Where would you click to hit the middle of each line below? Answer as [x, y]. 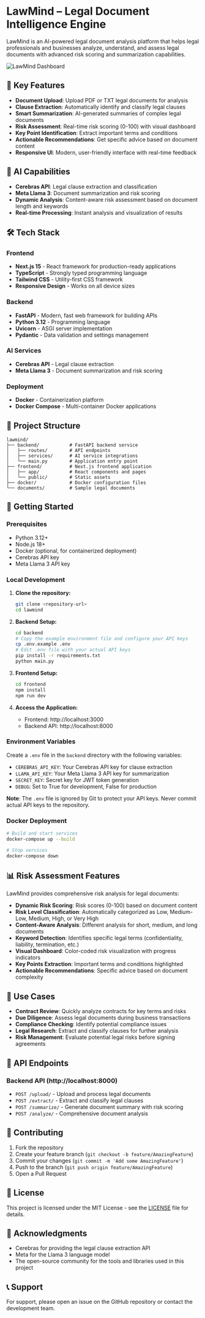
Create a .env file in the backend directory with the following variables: [94, 755]
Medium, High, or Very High [64, 919]
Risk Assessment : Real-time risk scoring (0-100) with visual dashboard [105, 126]
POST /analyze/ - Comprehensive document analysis [82, 1113]
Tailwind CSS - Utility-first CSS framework [69, 280]
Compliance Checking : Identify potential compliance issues [91, 1024]
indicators [28, 957]
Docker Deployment [37, 821]
